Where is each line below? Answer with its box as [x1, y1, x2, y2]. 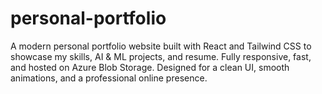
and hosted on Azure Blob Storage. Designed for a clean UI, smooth [10, 61, 290, 73]
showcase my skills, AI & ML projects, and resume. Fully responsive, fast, [10, 50, 312, 62]
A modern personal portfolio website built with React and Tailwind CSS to [10, 40, 312, 52]
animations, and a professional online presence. [10, 72, 208, 84]
